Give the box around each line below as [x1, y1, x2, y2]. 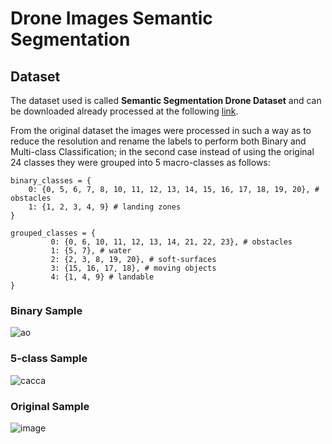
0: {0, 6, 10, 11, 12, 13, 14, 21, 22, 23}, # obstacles [50, 237, 293, 247]
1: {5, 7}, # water [50, 246, 132, 256]
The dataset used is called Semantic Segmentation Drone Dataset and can [10, 95, 322, 106]
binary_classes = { [10, 176, 92, 186]
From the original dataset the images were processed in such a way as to [10, 125, 312, 136]
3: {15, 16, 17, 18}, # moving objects [50, 263, 217, 273]
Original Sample [10, 399, 90, 413]
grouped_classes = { [10, 228, 97, 238]
